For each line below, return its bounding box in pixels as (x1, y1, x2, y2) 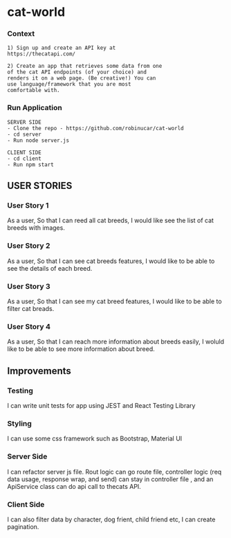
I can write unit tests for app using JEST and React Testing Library (7, 402, 196, 410)
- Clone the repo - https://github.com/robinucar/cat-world (7, 125, 185, 132)
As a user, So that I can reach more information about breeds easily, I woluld (7, 337, 225, 346)
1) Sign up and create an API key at (7, 44, 116, 52)
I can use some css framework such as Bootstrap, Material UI (7, 434, 183, 443)
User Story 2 (7, 241, 50, 251)
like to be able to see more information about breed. (7, 345, 156, 353)
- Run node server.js (7, 136, 70, 144)
